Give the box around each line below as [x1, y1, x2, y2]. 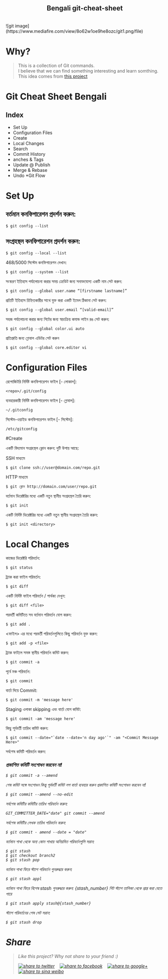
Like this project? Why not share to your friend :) [18, 953, 118, 959]
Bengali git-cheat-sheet [46, 4, 123, 13]
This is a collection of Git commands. [18, 63, 95, 69]
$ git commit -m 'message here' [6, 698, 73, 703]
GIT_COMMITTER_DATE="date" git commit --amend [6, 811, 105, 816]
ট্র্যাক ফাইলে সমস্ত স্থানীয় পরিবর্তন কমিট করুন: [6, 650, 69, 656]
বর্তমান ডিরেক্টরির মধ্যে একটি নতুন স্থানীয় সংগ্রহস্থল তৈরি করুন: [6, 493, 91, 499]
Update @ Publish [13, 161, 51, 168]
